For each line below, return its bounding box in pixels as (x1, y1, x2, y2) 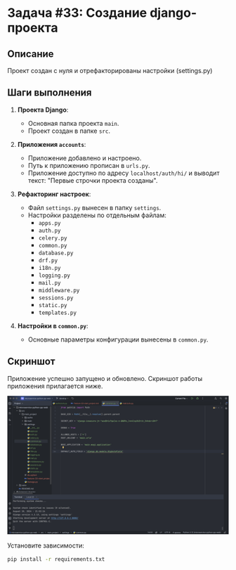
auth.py (38, 227, 61, 234)
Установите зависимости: (7, 541, 84, 550)
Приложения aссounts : (17, 140, 86, 148)
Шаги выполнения (7, 86, 92, 99)
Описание (7, 48, 54, 60)
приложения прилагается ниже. (7, 382, 103, 390)
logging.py (38, 272, 70, 279)
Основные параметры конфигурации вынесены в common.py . (27, 335, 209, 344)
